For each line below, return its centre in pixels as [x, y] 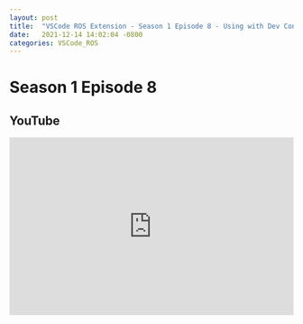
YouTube [35, 120]
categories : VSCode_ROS [54, 43]
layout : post [34, 18]
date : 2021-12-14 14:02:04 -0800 [76, 34]
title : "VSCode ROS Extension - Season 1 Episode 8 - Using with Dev [145, 26]
